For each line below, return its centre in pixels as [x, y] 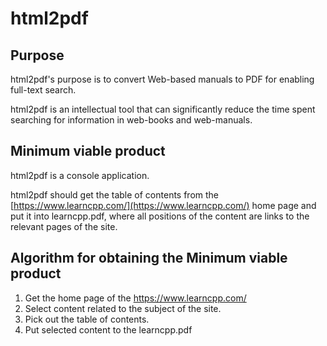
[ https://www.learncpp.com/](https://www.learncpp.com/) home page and [163, 205]
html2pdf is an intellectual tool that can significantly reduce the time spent [163, 109]
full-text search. [43, 90]
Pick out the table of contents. [87, 319]
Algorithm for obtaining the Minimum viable [149, 258]
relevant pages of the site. [64, 226]
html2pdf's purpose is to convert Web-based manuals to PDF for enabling [162, 79]
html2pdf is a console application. [80, 175]
